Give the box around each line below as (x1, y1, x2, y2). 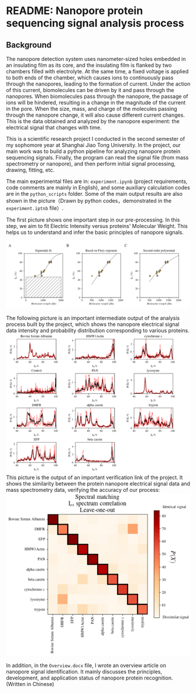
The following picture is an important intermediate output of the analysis (6, 315, 180, 322)
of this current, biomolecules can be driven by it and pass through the (6, 87, 174, 93)
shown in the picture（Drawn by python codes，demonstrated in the (6, 198, 171, 204)
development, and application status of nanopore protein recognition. (6, 674, 174, 681)
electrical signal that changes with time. (6, 124, 102, 131)
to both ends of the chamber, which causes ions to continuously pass (6, 74, 174, 81)
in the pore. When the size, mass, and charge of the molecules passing (6, 106, 177, 112)
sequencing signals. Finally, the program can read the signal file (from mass (6, 154, 189, 161)
